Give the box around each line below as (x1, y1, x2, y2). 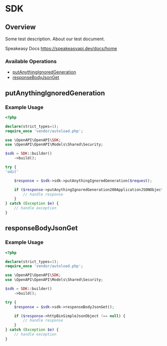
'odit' (5, 169, 19, 174)
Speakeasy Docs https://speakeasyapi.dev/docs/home (5, 46, 117, 51)
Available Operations (5, 58, 57, 65)
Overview (5, 23, 36, 31)
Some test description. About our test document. (5, 36, 105, 42)
